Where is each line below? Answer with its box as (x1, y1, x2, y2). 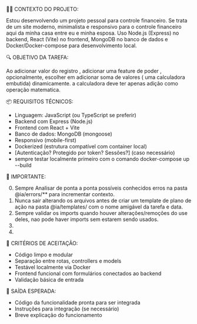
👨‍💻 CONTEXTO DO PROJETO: (6, 6, 79, 12)
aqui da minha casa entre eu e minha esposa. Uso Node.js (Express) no (6, 29, 179, 37)
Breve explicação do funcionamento (14, 312, 102, 318)
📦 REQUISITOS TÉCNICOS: (6, 98, 74, 105)
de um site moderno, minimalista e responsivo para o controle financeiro (6, 24, 182, 30)
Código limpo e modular (14, 251, 74, 258)
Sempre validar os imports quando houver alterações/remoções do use (14, 210, 188, 216)
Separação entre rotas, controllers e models (14, 257, 122, 265)
